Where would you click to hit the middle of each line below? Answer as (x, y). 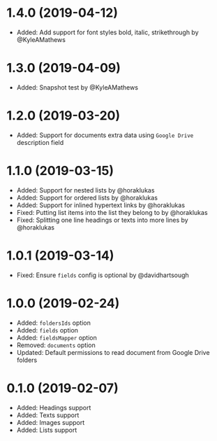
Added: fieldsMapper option (57, 337)
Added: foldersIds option (54, 323)
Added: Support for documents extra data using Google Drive (105, 135)
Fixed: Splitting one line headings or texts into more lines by (103, 220)
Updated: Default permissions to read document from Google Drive (113, 352)
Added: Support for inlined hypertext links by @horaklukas (101, 205)
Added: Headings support (54, 407)
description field (40, 142)
